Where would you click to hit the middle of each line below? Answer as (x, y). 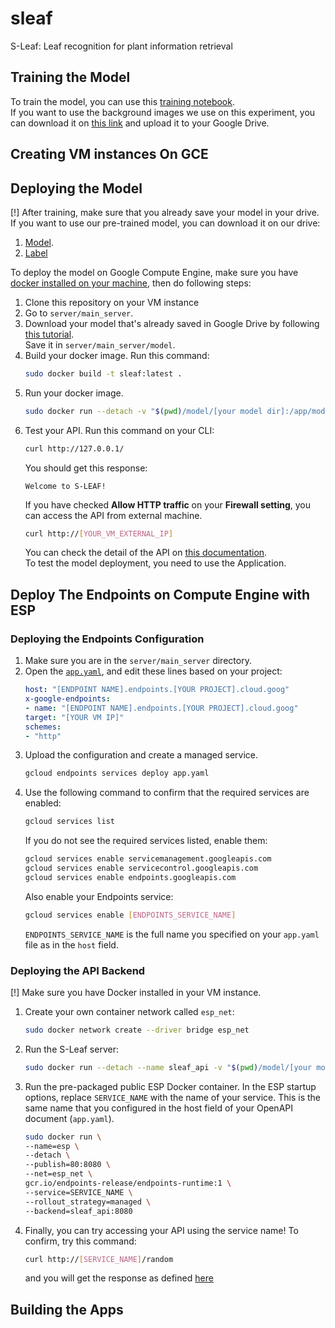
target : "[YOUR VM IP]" (74, 717)
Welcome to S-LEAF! (65, 486)
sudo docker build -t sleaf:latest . (103, 373)
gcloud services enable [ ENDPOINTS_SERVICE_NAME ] (130, 915)
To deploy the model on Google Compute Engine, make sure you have (154, 272)
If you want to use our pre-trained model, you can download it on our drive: (165, 223)
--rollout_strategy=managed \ (88, 1202)
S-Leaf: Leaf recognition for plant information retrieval (121, 46)
